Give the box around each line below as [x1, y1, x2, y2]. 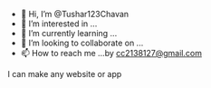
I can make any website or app [7, 69, 122, 79]
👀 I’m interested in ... [20, 18, 98, 29]
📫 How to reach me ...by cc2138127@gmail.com [20, 48, 202, 58]
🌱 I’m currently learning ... [20, 28, 118, 38]
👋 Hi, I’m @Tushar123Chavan [20, 9, 129, 19]
